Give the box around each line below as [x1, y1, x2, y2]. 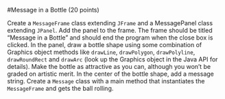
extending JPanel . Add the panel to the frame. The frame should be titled [7, 27, 213, 34]
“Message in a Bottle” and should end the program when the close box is [7, 33, 213, 42]
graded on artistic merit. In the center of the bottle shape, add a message [7, 70, 215, 78]
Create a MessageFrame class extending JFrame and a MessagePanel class [7, 19, 213, 27]
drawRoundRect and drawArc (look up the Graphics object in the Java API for [7, 55, 218, 63]
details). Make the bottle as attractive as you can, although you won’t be [7, 63, 211, 70]
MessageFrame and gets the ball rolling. [7, 85, 114, 92]
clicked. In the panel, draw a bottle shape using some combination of [7, 41, 202, 48]
